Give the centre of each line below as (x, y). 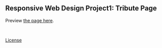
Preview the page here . (30, 20)
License (13, 40)
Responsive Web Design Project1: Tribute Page (81, 8)
